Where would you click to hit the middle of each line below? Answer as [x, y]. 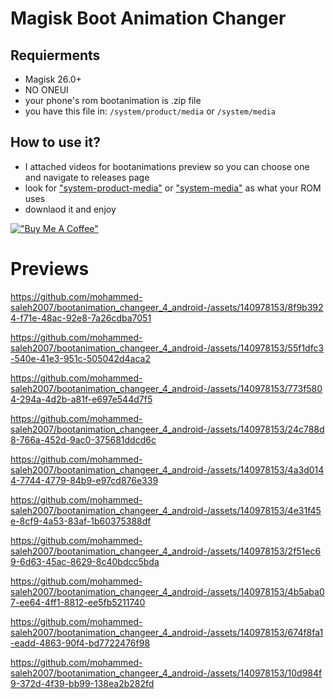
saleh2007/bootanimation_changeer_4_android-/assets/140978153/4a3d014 [167, 469]
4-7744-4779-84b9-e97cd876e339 [84, 480]
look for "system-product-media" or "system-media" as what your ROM [173, 188]
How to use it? [55, 142]
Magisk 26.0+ [53, 79]
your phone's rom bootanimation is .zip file [113, 100]
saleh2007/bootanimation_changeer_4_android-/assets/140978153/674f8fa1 [167, 632]
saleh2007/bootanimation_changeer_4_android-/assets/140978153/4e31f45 [166, 510]
